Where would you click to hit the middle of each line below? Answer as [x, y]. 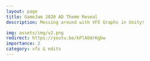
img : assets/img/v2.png [35, 33]
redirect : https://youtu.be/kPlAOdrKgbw [56, 38]
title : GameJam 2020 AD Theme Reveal [52, 17]
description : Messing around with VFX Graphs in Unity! [75, 22]
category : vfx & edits [34, 49]
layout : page [22, 11]
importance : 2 [23, 44]
